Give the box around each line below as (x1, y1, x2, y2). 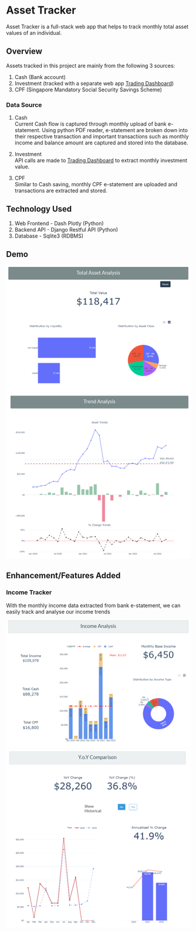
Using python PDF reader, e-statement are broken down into (42, 127, 188, 134)
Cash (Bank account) (14, 73, 66, 80)
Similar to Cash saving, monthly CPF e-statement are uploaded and (14, 181, 178, 188)
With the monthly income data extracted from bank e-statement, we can (6, 602, 181, 609)
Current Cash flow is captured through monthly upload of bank (14, 120, 167, 127)
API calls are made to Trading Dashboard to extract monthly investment (14, 157, 188, 164)
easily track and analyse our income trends (6, 608, 110, 615)
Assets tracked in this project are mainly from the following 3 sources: (6, 62, 175, 69)
